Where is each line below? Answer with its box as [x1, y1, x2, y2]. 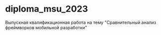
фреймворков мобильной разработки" [5, 24, 88, 30]
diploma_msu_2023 [5, 3, 88, 15]
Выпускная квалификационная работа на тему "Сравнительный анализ [5, 19, 157, 25]
